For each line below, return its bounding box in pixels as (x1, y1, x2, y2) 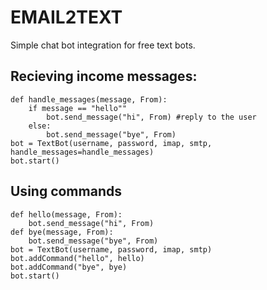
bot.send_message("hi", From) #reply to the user (46, 112, 257, 122)
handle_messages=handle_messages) (10, 147, 155, 157)
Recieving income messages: (10, 68, 198, 85)
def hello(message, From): (10, 209, 123, 220)
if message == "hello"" (28, 103, 128, 113)
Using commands (10, 183, 122, 200)
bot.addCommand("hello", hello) (10, 253, 145, 263)
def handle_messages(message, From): (10, 94, 168, 105)
